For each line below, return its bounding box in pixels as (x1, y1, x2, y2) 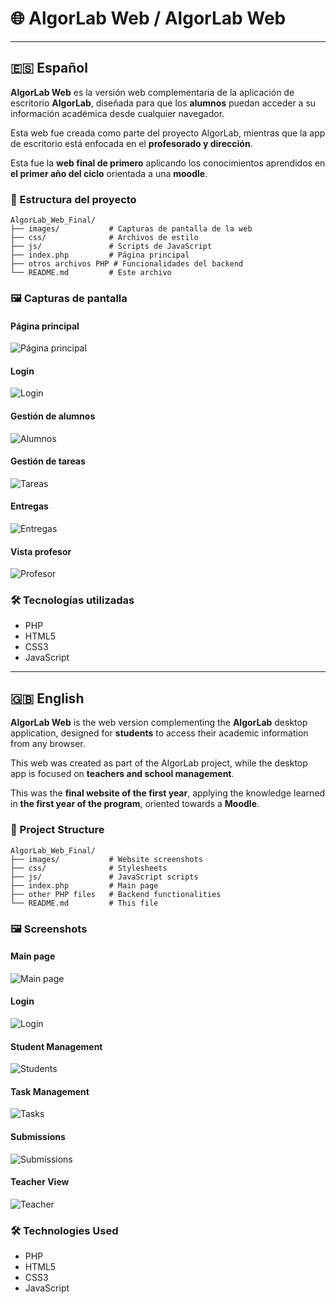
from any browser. (10, 738, 86, 750)
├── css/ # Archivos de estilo (10, 233, 199, 243)
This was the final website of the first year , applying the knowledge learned (10, 787, 326, 799)
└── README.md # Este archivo (10, 268, 172, 278)
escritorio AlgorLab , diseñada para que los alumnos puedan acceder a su (10, 97, 317, 109)
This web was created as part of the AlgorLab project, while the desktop (10, 757, 308, 769)
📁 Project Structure (10, 823, 105, 837)
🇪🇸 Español (10, 60, 88, 77)
